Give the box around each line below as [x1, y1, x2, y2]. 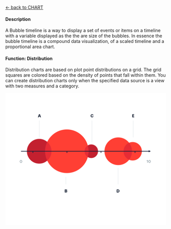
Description [5, 16, 31, 22]
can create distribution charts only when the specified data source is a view [5, 78, 165, 84]
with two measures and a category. [5, 83, 80, 89]
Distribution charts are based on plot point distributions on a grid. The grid [5, 66, 162, 73]
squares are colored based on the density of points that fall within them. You [5, 72, 166, 78]
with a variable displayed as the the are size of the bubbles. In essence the [5, 33, 162, 39]
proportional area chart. [5, 43, 55, 50]
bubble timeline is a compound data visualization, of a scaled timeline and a [5, 38, 164, 44]
